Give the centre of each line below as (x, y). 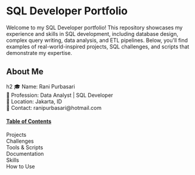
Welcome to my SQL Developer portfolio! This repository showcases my (95, 27)
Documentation (25, 153)
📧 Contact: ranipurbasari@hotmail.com (54, 108)
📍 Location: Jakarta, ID (34, 101)
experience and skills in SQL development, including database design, (92, 33)
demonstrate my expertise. (39, 53)
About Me (25, 72)
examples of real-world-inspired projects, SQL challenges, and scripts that (98, 47)
